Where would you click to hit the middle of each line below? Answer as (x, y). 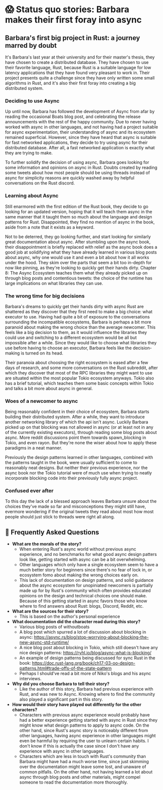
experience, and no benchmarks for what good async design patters (88, 554)
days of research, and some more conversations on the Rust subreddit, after (81, 368)
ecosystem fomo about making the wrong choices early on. (79, 575)
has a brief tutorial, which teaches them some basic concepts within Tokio (80, 383)
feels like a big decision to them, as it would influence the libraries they (76, 332)
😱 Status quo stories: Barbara (67, 10)
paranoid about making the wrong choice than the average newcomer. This (80, 327)
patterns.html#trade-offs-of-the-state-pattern (65, 668)
